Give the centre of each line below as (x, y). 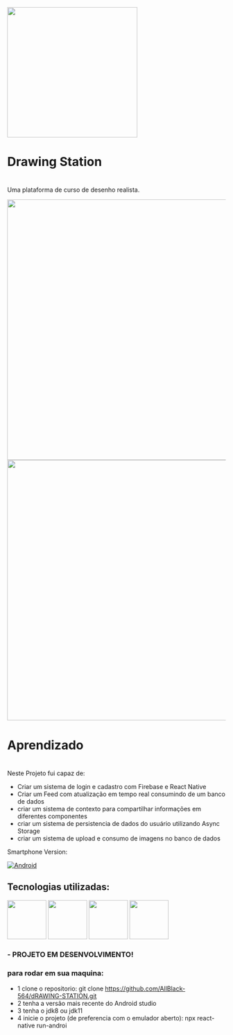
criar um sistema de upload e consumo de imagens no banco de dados (119, 838)
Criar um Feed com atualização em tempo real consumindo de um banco (121, 794)
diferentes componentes (52, 816)
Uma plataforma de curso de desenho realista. (74, 190)
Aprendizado (45, 745)
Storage (28, 831)
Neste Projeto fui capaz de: (46, 773)
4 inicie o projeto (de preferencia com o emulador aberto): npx (106, 1018)
